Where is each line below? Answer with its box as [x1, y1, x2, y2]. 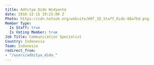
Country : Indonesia [5, 39, 45, 44]
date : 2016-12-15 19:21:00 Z [5, 12, 64, 17]
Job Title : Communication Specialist [5, 35, 82, 40]
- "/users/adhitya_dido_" [5, 52, 58, 58]
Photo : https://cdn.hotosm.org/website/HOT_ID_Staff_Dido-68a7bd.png [5, 16, 150, 21]
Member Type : [5, 21, 32, 26]
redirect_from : [5, 48, 36, 53]
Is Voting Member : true [9, 30, 58, 35]
